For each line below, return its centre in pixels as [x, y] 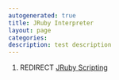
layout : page [30, 30]
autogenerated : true [42, 15]
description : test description [60, 45]
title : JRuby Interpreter [51, 23]
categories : [28, 38]
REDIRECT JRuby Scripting [64, 67]
